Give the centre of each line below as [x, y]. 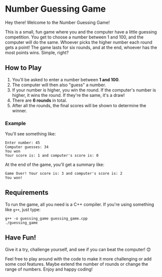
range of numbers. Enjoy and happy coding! [49, 269]
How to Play [24, 68]
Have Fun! [21, 238]
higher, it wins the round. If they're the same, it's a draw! [68, 95]
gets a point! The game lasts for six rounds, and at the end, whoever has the [81, 47]
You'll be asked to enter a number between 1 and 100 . [66, 79]
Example [16, 123]
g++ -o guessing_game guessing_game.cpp [47, 218]
